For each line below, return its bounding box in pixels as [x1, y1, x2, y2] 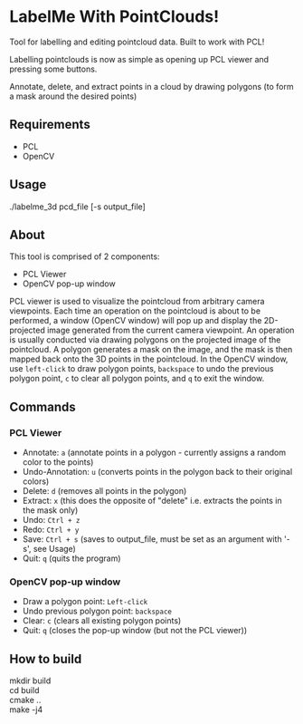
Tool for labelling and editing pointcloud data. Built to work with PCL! [9, 36, 265, 47]
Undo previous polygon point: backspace [22, 605, 172, 617]
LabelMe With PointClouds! [9, 6, 220, 27]
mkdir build [9, 675, 52, 686]
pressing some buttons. [9, 63, 98, 74]
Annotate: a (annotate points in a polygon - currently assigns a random [22, 447, 287, 459]
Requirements [9, 117, 90, 132]
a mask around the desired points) [9, 91, 137, 101]
